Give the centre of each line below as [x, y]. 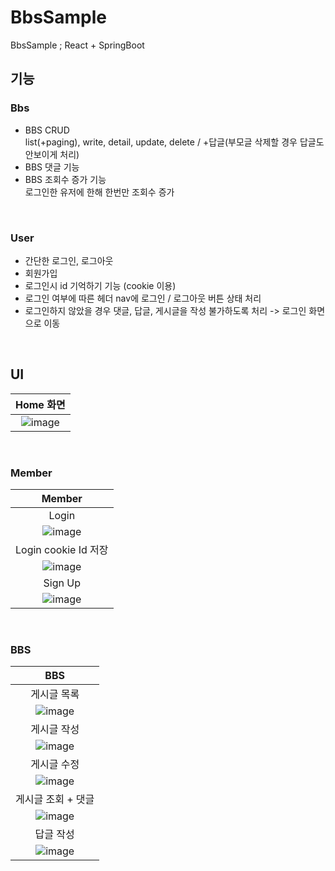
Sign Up [62, 583]
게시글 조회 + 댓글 [55, 799]
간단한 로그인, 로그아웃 [69, 260]
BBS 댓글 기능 [52, 167]
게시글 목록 [55, 694]
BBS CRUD [47, 130]
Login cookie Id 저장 [62, 550]
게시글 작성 [55, 729]
